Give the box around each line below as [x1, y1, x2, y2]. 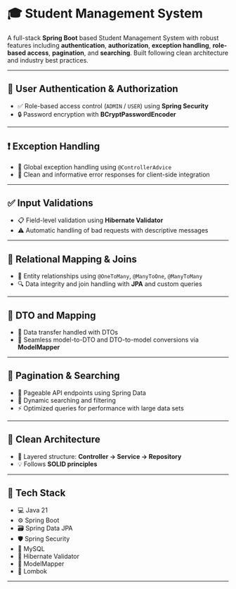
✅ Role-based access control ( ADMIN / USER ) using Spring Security [17, 101, 209, 110]
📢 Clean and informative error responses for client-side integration [17, 170, 211, 179]
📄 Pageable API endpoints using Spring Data [17, 388, 146, 397]
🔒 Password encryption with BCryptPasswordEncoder [17, 110, 176, 118]
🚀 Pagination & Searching [7, 370, 121, 382]
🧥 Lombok [17, 567, 48, 576]
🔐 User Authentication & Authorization [7, 83, 178, 95]
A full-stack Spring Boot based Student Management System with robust [7, 33, 219, 42]
